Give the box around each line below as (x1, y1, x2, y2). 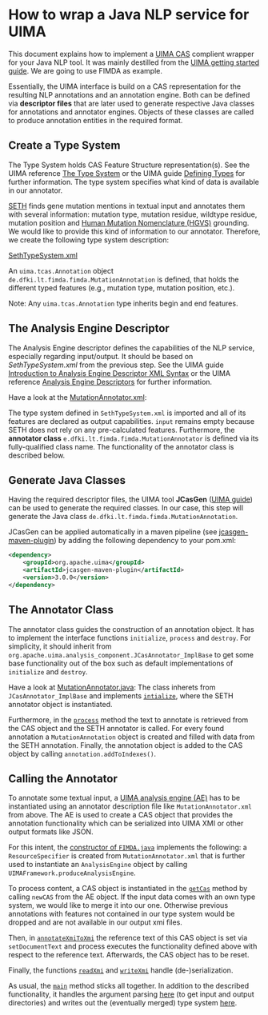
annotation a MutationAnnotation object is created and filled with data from (8, 732, 255, 741)
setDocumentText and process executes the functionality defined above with (8, 941, 258, 951)
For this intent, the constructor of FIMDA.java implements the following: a (8, 842, 248, 853)
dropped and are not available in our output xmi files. (8, 917, 182, 927)
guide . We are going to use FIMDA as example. (8, 66, 162, 75)
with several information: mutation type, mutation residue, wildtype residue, (8, 210, 258, 219)
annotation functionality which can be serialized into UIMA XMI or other (8, 818, 244, 829)
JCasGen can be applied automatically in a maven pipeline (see (8, 527, 218, 537)
